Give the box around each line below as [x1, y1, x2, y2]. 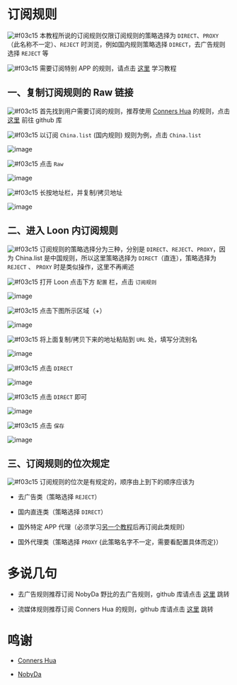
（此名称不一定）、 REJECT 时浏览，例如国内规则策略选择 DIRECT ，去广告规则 [7, 40, 226, 48]
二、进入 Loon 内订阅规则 [7, 224, 118, 237]
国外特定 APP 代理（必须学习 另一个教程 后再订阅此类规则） [17, 523, 189, 531]
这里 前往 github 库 [7, 115, 62, 124]
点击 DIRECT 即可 [40, 392, 87, 401]
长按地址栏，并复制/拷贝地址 [40, 188, 123, 197]
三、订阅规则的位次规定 [7, 457, 110, 469]
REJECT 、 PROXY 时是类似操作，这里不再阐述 [7, 263, 134, 271]
